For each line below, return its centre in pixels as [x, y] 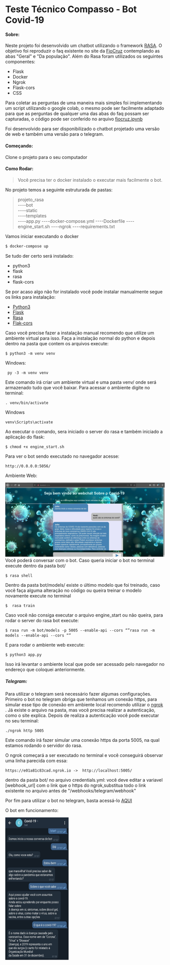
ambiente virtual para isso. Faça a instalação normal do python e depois [80, 338]
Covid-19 [25, 20]
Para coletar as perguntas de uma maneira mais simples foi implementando [84, 103]
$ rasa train [20, 606]
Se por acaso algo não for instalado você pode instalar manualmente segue [84, 292]
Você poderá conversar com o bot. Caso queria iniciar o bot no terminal [80, 560]
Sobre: [12, 34]
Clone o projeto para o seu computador [46, 157]
